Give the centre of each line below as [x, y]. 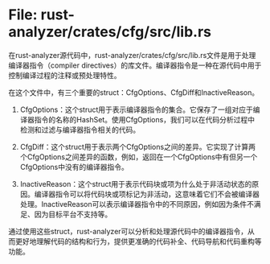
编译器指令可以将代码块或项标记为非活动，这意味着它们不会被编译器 [147, 194]
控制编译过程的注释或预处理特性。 [65, 75]
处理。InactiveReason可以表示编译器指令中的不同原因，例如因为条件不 [137, 204]
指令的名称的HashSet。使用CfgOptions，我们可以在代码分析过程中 [145, 119]
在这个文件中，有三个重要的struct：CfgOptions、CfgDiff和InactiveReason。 [134, 92]
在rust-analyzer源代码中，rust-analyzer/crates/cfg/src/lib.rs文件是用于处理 [132, 55]
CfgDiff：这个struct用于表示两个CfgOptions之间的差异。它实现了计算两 [137, 146]
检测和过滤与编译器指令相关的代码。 [80, 130]
